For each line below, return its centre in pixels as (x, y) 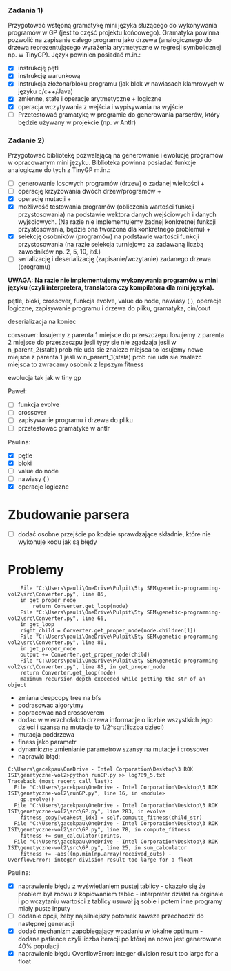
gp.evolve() (37, 799)
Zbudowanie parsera (69, 515)
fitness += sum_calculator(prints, (71, 836)
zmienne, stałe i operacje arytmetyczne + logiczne (90, 99)
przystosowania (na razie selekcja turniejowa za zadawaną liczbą (111, 245)
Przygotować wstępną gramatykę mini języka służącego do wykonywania (112, 26)
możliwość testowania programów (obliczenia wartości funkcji (106, 207)
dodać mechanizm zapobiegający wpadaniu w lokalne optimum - (110, 931)
